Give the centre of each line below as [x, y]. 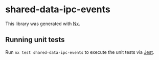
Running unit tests [35, 40]
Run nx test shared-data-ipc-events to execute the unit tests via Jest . [80, 52]
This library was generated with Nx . [43, 24]
